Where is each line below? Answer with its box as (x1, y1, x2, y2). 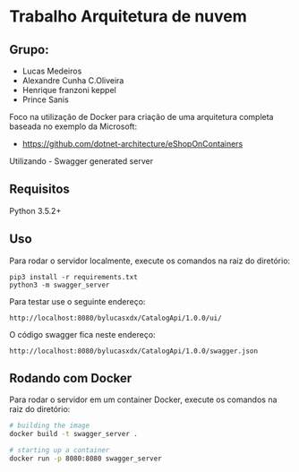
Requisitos (9, 182, 70, 197)
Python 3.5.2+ (9, 205, 62, 216)
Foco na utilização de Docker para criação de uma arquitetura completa (9, 112, 274, 122)
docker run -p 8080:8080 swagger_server (9, 454, 163, 463)
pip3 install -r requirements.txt (9, 272, 139, 281)
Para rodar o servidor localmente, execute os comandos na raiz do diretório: (9, 255, 291, 266)
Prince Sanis (21, 94, 69, 105)
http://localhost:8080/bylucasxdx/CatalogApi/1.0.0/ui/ (9, 313, 222, 322)
